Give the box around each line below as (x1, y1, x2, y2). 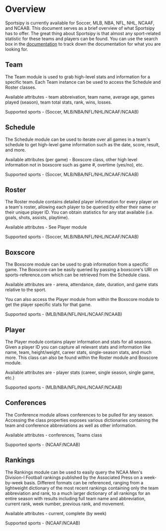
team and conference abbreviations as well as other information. (5, 422, 137, 428)
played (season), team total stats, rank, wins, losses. (5, 99, 112, 105)
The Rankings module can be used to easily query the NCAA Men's (5, 469, 143, 475)
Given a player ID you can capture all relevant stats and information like (5, 344, 151, 350)
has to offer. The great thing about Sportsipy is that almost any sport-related (5, 30, 161, 36)
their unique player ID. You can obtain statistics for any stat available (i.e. (5, 209, 154, 215)
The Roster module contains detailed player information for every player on (5, 199, 159, 205)
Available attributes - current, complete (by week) (5, 510, 107, 516)
